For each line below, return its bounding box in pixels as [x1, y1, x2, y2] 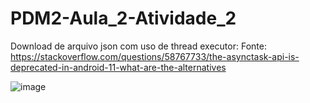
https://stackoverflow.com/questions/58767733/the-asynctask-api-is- [10, 50, 300, 62]
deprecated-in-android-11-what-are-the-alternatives [10, 61, 227, 73]
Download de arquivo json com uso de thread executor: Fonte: [10, 40, 267, 52]
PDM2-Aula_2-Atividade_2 [10, 7, 237, 30]
